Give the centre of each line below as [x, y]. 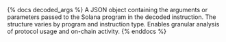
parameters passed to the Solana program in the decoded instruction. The [112, 17]
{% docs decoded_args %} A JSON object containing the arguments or [107, 10]
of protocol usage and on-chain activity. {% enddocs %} [87, 31]
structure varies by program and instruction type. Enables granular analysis [113, 24]
